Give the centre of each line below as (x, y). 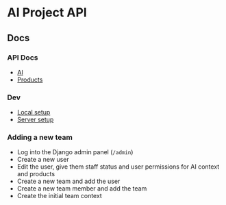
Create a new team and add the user (68, 181)
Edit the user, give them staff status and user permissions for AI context (118, 167)
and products (36, 174)
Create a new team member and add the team (82, 189)
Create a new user (43, 160)
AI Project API (47, 13)
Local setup (34, 112)
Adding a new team (40, 137)
